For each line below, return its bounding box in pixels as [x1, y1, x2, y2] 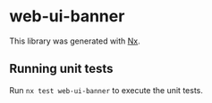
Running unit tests [9, 61, 114, 76]
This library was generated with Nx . [9, 36, 140, 46]
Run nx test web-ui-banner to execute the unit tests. [9, 84, 203, 95]
